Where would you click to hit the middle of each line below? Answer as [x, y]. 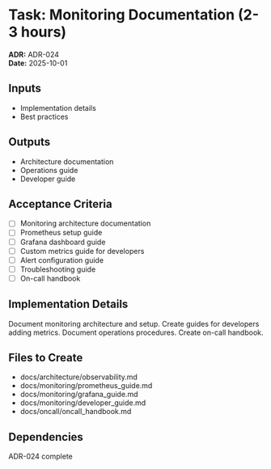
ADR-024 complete [40, 456]
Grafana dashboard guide [63, 242]
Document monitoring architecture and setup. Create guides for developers [134, 323]
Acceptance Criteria [60, 204]
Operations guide [49, 170]
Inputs [25, 89]
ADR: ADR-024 [34, 54]
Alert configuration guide [61, 260]
